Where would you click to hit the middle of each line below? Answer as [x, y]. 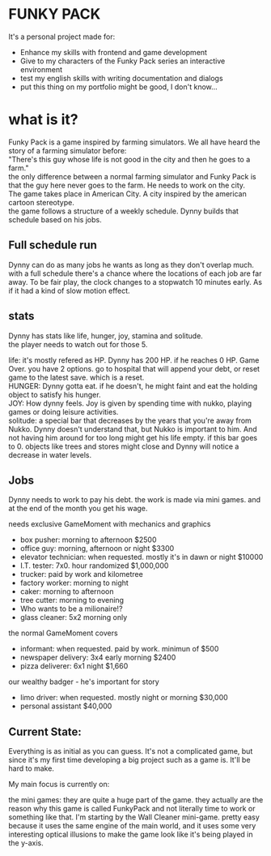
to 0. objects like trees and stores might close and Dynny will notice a [124, 446]
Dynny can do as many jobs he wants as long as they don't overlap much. [131, 265]
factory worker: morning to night [74, 583]
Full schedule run [53, 245]
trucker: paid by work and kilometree [81, 574]
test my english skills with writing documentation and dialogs [122, 78]
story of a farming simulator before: [68, 150]
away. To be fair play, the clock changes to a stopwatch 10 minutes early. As [135, 282]
